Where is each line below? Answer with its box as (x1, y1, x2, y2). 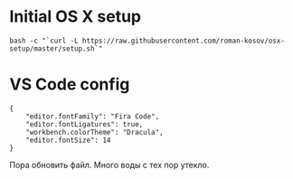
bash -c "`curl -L (9, 36, 79, 45)
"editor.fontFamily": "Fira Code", (25, 111, 160, 121)
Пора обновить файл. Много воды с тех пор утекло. (9, 159, 210, 170)
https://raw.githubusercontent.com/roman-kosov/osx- (81, 36, 285, 45)
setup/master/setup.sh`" (9, 43, 103, 53)
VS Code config (9, 74, 130, 95)
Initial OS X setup (9, 6, 142, 27)
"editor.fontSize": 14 (25, 136, 111, 145)
